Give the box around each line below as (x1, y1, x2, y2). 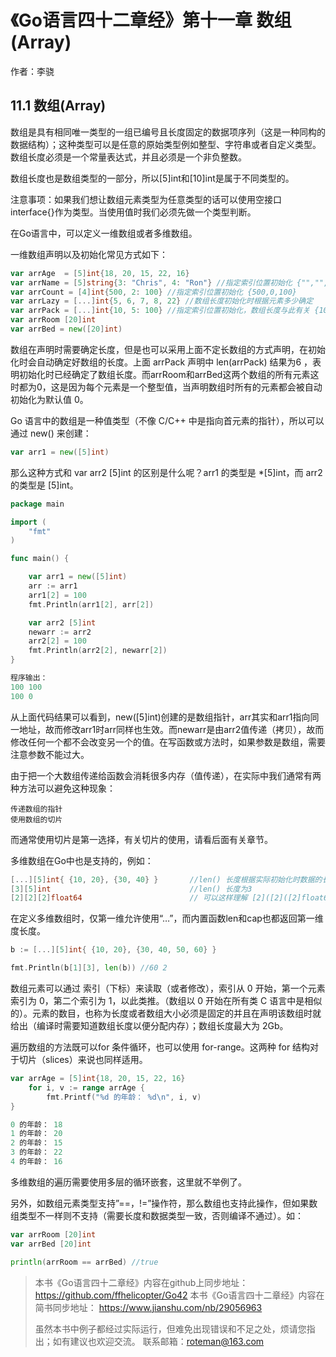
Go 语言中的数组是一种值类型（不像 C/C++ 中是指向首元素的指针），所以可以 (10, 414, 325, 426)
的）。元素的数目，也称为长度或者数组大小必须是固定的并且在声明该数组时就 (10, 1007, 322, 1019)
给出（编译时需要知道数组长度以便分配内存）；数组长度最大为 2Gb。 (10, 1020, 289, 1031)
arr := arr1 (28, 581, 78, 591)
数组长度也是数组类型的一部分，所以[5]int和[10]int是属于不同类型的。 (10, 172, 295, 184)
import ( (10, 517, 47, 527)
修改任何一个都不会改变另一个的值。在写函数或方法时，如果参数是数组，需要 (10, 736, 326, 748)
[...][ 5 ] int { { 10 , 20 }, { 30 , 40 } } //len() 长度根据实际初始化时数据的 (10, 874, 323, 885)
